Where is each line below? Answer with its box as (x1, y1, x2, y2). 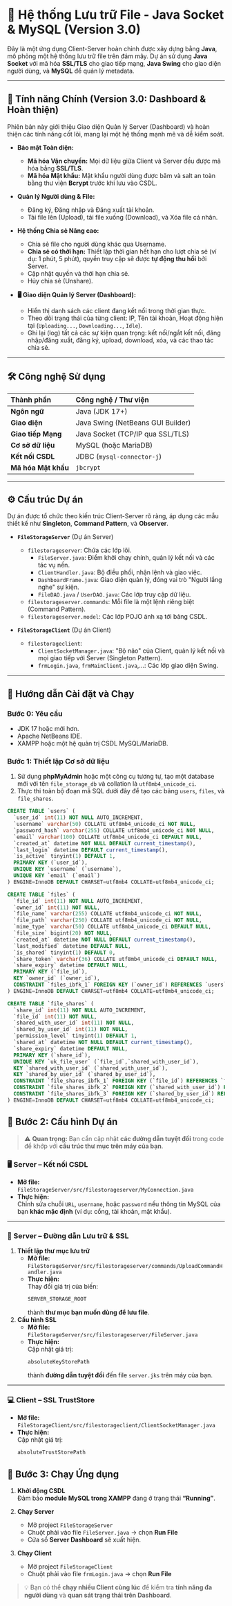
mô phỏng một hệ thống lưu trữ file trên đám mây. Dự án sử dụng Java (7, 52, 208, 60)
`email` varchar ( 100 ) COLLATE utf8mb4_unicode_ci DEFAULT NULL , (13, 833, 202, 840)
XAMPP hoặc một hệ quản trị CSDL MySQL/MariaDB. (17, 739, 168, 748)
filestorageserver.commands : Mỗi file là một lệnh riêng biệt (27, 598, 195, 606)
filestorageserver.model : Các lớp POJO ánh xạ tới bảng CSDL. (27, 612, 208, 621)
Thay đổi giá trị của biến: (27, 1282, 99, 1291)
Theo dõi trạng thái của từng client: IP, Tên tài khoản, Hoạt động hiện (27, 314, 224, 322)
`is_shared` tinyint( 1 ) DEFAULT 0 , (13, 949, 116, 956)
